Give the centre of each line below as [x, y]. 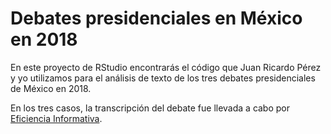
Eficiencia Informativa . [56, 118]
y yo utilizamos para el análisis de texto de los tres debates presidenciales [163, 78]
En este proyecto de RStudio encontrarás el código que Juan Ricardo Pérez [166, 67]
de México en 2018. [51, 88]
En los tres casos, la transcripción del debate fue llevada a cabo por [150, 108]
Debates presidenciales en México [156, 18]
